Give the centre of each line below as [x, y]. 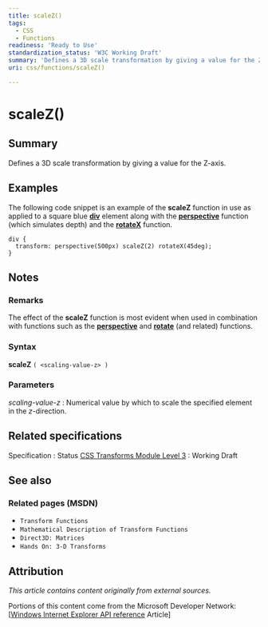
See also [30, 481]
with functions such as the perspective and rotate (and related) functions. [131, 326]
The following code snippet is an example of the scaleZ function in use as [130, 207]
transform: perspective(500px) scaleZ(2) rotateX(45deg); [114, 246]
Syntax [22, 347]
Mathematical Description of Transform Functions [104, 530]
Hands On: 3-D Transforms [63, 547]
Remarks [26, 300]
